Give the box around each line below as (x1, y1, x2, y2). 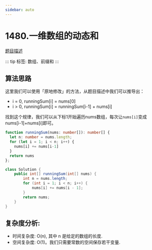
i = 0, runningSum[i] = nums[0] (12, 98, 76, 105)
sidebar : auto (5, 7, 35, 12)
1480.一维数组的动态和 (5, 30, 99, 41)
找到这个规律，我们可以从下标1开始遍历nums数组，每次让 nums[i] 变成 (5, 114, 148, 120)
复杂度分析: (5, 219, 41, 227)
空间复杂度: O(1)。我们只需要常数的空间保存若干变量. (12, 240, 121, 246)
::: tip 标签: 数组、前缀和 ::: (5, 58, 59, 64)
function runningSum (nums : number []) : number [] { (5, 130, 110, 135)
